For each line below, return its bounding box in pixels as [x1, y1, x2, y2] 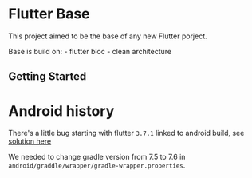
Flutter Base [8, 5, 90, 23]
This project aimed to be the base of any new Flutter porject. [8, 31, 207, 41]
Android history [8, 101, 115, 120]
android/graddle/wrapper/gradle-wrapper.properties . [8, 160, 186, 170]
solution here [8, 136, 52, 146]
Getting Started [8, 69, 87, 84]
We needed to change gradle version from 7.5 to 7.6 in [8, 152, 186, 162]
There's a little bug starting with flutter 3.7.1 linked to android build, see [8, 129, 245, 138]
